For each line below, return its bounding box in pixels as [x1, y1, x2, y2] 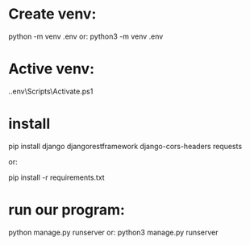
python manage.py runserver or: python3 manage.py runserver [8, 227, 219, 237]
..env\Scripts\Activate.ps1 [8, 86, 94, 96]
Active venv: [8, 60, 95, 78]
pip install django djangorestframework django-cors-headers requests [8, 141, 243, 151]
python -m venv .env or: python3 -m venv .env [8, 31, 164, 41]
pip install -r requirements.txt [8, 172, 105, 182]
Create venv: [8, 5, 97, 23]
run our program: [8, 201, 125, 218]
